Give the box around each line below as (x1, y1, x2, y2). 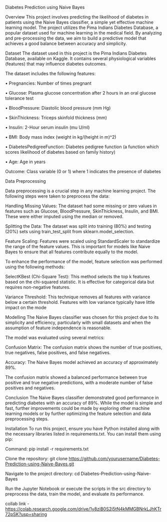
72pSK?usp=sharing (5, 511, 47, 517)
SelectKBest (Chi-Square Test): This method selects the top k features (5, 274, 150, 279)
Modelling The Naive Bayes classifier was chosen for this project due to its (5, 314, 159, 320)
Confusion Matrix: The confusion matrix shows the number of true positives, (5, 344, 162, 350)
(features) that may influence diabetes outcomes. (5, 61, 107, 67)
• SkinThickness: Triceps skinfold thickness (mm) (5, 115, 107, 121)
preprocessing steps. (5, 416, 49, 422)
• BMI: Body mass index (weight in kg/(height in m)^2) (5, 134, 116, 140)
